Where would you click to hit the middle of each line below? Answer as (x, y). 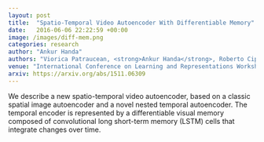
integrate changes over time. (55, 129)
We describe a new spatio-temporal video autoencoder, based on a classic (129, 96)
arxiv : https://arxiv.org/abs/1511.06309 (77, 74)
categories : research (44, 45)
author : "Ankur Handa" (45, 52)
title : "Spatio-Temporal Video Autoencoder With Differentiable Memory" (132, 23)
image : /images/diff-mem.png (56, 37)
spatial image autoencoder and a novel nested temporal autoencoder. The (128, 104)
